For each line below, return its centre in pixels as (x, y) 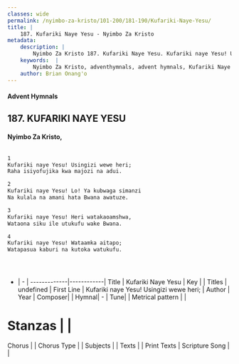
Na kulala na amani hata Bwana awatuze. (68, 198)
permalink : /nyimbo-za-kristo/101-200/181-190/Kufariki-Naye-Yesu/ (110, 21)
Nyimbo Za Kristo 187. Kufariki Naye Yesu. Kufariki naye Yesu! (130, 54)
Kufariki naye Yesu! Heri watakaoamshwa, (70, 217)
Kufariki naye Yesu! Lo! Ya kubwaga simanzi (74, 191)
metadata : (22, 41)
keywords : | (39, 61)
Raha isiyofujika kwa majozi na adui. (65, 172)
